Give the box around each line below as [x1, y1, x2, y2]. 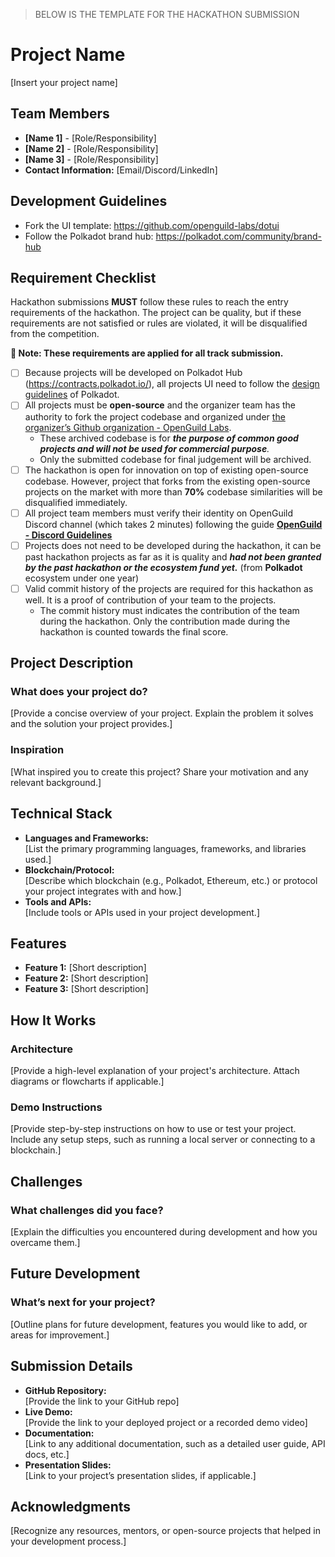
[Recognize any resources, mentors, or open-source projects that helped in [10, 1525, 322, 1537]
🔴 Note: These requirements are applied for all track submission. [10, 347, 284, 359]
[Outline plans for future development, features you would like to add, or [10, 1318, 308, 1330]
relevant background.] [10, 776, 102, 788]
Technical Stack [10, 805, 113, 823]
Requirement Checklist [10, 269, 157, 286]
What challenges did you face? [10, 1203, 164, 1217]
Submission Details [10, 1358, 133, 1375]
